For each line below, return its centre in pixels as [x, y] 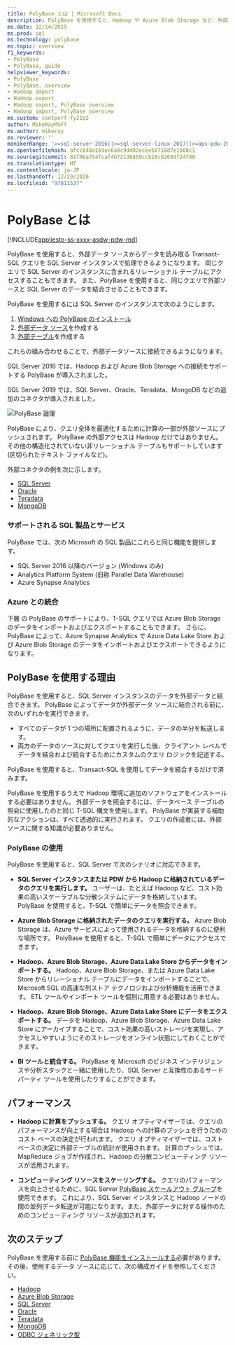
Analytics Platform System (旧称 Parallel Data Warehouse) [101, 574]
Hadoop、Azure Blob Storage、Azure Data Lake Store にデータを [113, 1012]
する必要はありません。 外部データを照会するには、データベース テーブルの [116, 801]
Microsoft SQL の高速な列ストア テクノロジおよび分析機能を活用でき [116, 988]
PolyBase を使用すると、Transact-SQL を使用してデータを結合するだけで [113, 769]
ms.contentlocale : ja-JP [43, 170]
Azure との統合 [33, 602]
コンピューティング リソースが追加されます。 [94, 1215]
